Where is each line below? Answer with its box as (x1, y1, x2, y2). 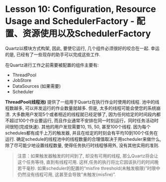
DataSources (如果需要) (12, 83, 61, 89)
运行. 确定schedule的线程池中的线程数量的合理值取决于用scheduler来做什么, (5, 136, 162, 142)
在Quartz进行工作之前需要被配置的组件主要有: (5, 62, 99, 68)
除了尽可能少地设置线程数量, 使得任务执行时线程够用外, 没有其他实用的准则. (5, 142, 160, 148)
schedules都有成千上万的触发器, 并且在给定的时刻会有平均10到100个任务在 (5, 130, 158, 136)
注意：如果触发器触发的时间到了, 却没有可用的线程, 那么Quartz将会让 (17, 153, 159, 159)
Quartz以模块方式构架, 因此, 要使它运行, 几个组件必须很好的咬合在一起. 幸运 (5, 45, 160, 51)
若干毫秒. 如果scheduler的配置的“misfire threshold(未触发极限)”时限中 (17, 165, 161, 171)
